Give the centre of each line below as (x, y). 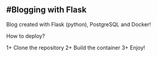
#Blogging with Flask (47, 10)
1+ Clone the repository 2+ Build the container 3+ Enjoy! (76, 47)
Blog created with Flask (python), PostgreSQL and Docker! (79, 24)
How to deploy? (26, 36)
